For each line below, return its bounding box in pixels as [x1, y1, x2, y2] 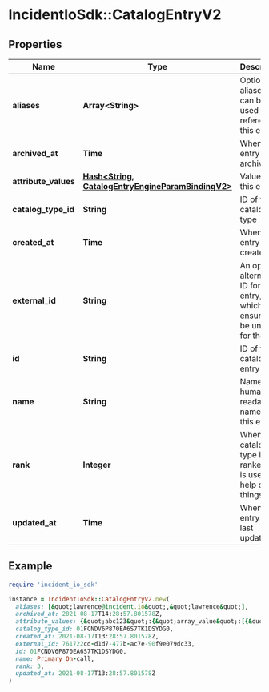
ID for [239, 280, 261, 291]
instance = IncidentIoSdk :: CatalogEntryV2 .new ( [8, 595, 171, 603]
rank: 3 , [15, 662, 45, 670]
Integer [82, 459, 111, 470]
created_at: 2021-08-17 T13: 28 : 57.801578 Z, [15, 633, 159, 641]
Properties [8, 38, 62, 51]
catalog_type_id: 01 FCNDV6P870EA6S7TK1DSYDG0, [15, 625, 174, 634]
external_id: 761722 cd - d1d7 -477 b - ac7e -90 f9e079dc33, [15, 639, 195, 648]
